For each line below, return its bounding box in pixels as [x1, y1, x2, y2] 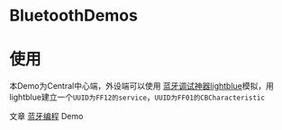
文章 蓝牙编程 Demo [9, 111, 84, 122]
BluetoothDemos [9, 5, 138, 26]
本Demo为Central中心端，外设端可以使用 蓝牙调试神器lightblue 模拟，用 [9, 81, 275, 91]
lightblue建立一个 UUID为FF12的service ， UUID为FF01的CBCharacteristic [9, 91, 266, 103]
